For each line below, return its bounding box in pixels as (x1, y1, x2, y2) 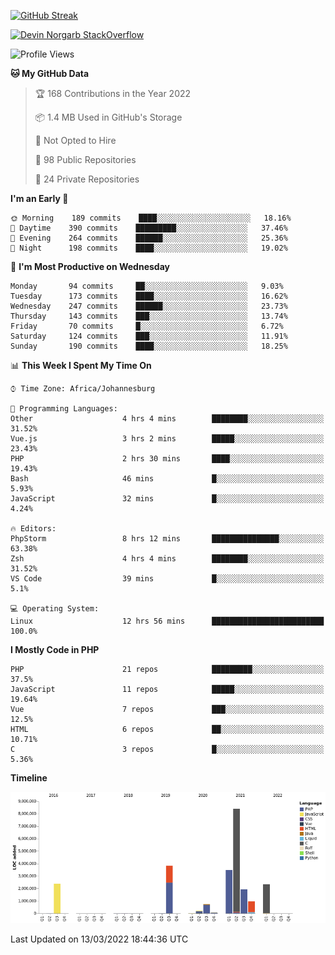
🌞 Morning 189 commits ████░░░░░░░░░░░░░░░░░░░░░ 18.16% (10, 213, 292, 223)
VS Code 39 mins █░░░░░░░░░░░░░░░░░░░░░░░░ (10, 574, 325, 584)
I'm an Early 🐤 (10, 193, 69, 204)
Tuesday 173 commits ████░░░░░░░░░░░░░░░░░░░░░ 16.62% (10, 291, 288, 301)
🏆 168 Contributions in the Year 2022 (34, 88, 192, 99)
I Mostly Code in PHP (10, 644, 100, 655)
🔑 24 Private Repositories (34, 173, 140, 185)
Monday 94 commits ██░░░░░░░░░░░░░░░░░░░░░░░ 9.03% (10, 281, 284, 291)
